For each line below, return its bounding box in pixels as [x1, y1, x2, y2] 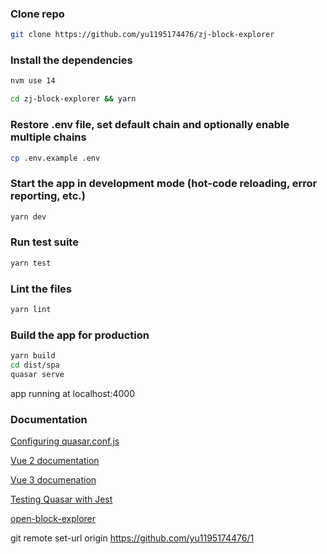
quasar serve [10, 369, 65, 379]
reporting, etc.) [10, 189, 86, 203]
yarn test [10, 258, 52, 268]
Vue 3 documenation [10, 474, 97, 486]
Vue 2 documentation [10, 455, 100, 467]
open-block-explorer [10, 513, 97, 525]
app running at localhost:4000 [10, 387, 135, 399]
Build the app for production [10, 328, 150, 342]
